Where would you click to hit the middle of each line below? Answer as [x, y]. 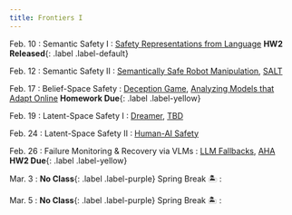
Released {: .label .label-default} [69, 53]
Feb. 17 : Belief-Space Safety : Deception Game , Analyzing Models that [142, 88]
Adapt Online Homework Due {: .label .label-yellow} [105, 98]
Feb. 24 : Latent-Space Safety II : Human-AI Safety [104, 133]
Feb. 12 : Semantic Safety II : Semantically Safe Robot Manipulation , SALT [146, 71]
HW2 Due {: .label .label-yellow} [68, 161]
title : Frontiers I [46, 18]
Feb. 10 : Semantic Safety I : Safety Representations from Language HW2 [146, 44]
